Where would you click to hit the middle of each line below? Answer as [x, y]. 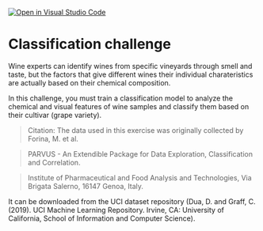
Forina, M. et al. [53, 138]
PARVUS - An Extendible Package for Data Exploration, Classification [140, 153]
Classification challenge [90, 44]
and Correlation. [54, 162]
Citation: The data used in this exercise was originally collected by [135, 130]
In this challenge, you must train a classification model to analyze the [121, 98]
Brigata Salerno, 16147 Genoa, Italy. [86, 186]
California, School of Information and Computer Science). [102, 218]
